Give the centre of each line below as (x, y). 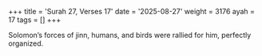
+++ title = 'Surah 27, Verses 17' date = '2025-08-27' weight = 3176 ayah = (132, 11)
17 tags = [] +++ (35, 20)
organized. (26, 43)
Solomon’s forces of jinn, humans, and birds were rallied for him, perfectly (130, 35)
